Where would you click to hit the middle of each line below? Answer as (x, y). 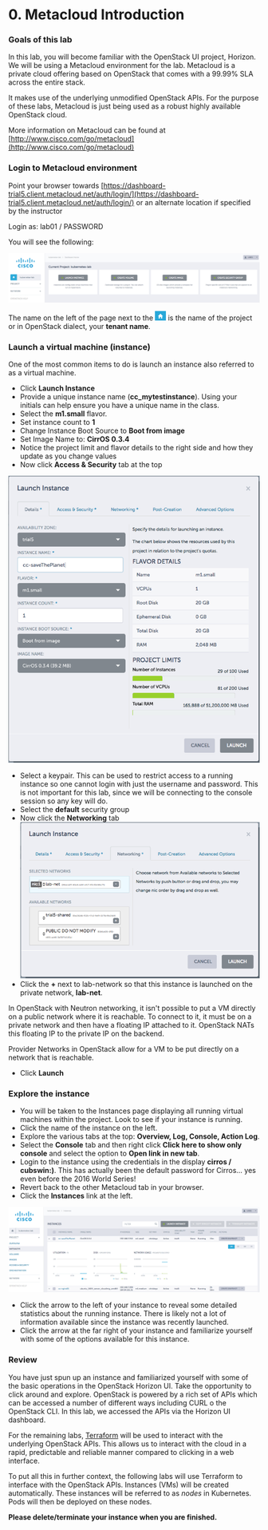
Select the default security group (75, 809)
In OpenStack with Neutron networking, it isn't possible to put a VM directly (132, 1009)
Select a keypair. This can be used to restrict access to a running (126, 775)
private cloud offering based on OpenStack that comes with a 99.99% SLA (131, 74)
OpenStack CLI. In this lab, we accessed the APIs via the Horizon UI (120, 1411)
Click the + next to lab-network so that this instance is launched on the (136, 985)
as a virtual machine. (43, 373)
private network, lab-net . (61, 993)
